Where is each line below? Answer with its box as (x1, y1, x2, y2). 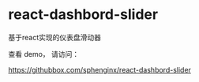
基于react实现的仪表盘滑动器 (8, 32, 101, 42)
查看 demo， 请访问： (8, 49, 80, 58)
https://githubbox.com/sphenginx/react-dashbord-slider (8, 65, 192, 74)
